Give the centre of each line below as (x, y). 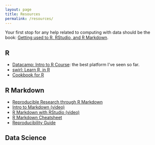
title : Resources (23, 14)
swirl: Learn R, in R (31, 70)
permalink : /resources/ (29, 18)
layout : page (18, 9)
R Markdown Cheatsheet (37, 118)
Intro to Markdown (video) (38, 107)
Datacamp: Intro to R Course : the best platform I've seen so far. (76, 65)
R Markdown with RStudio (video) (46, 112)
